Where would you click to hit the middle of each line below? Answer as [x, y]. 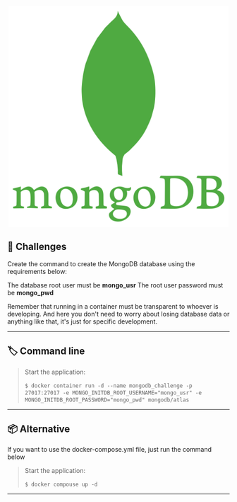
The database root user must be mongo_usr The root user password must [115, 285]
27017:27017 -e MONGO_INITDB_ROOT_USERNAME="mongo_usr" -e [113, 393]
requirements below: [37, 271]
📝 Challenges [37, 247]
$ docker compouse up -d [61, 485]
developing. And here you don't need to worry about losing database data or [119, 314]
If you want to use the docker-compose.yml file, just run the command [110, 450]
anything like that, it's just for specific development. [82, 321]
